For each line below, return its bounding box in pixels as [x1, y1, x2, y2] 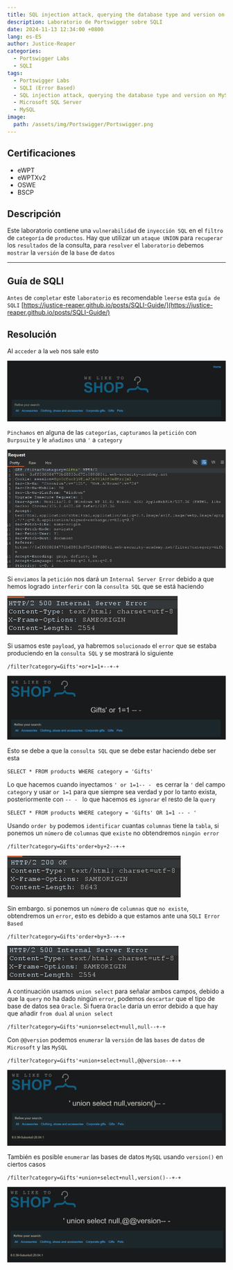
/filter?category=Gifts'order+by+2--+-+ [7, 843, 126, 850]
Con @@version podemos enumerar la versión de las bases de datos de [7, 1036, 205, 1044]
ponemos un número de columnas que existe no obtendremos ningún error [7, 829, 220, 837]
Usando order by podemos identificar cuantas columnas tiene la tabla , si [7, 822, 220, 830]
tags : [7, 69, 23, 76]
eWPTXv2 [17, 173, 46, 182]
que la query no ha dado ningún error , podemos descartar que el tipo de [7, 995, 215, 1003]
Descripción [7, 208, 61, 220]
